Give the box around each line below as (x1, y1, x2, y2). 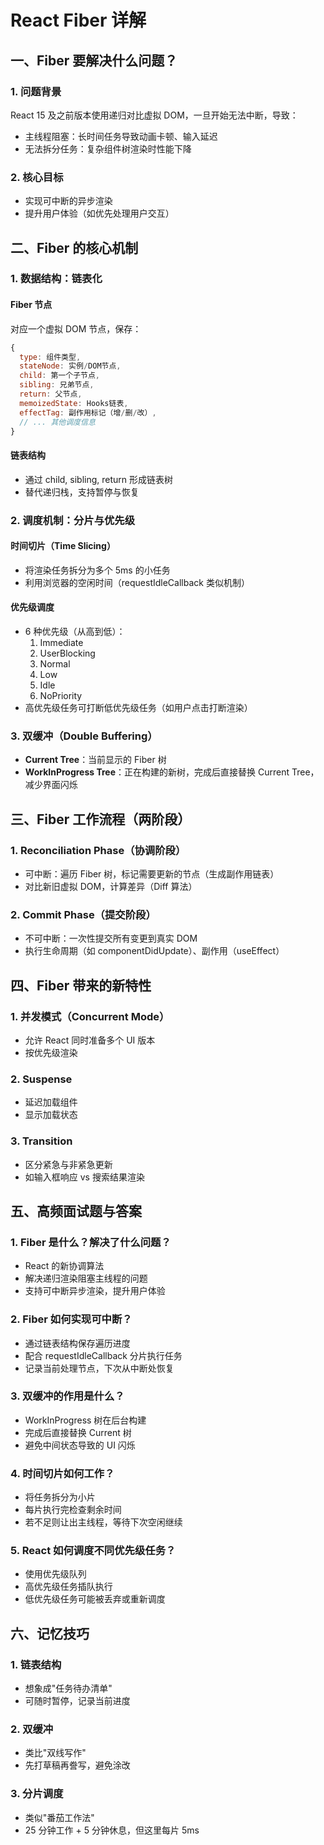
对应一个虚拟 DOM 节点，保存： (10, 322, 142, 335)
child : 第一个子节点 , (19, 371, 100, 381)
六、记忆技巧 (10, 1625, 90, 1642)
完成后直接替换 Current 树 (24, 1426, 132, 1438)
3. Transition (10, 1134, 73, 1148)
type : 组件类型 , (19, 352, 82, 362)
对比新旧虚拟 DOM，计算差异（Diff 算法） (24, 880, 198, 892)
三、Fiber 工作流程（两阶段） (10, 811, 192, 828)
